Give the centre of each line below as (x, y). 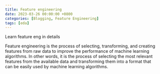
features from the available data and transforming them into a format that (78, 61)
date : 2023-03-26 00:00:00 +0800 (39, 14)
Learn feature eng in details (33, 37)
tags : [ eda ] (17, 23)
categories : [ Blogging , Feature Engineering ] (52, 18)
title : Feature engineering (34, 9)
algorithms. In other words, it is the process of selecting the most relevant (79, 57)
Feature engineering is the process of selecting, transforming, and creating (80, 46)
